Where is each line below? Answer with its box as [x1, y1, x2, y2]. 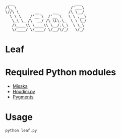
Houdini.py [12, 89, 35, 95]
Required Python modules [5, 67, 116, 78]
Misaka [12, 83, 28, 89]
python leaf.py [5, 128, 37, 133]
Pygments [12, 94, 34, 100]
